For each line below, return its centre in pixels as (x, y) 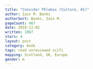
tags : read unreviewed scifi (34, 50)
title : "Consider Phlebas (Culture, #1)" (47, 9)
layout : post (18, 41)
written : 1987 (19, 32)
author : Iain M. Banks (28, 14)
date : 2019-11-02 (22, 28)
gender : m (15, 59)
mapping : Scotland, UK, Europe (36, 55)
